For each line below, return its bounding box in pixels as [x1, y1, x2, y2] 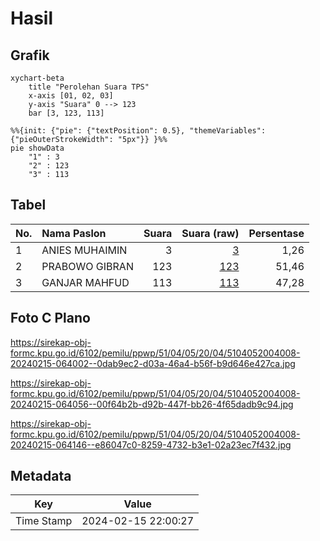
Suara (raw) [181, 226, 240, 240]
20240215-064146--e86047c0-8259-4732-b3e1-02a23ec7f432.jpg [10, 438, 292, 451]
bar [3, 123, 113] [28, 108, 105, 118]
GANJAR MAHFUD [41, 275, 130, 289]
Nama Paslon [41, 226, 107, 240]
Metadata [10, 468, 72, 485]
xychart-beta [10, 73, 65, 83]
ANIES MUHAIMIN [41, 243, 128, 257]
